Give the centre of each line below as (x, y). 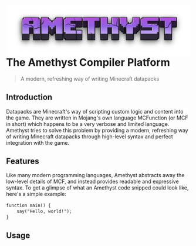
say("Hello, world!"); (44, 212)
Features (23, 161)
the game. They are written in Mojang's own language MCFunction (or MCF (97, 118)
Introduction (29, 97)
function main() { (28, 206)
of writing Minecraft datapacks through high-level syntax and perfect (89, 137)
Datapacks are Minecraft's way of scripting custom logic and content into (95, 111)
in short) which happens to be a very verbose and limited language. (88, 124)
